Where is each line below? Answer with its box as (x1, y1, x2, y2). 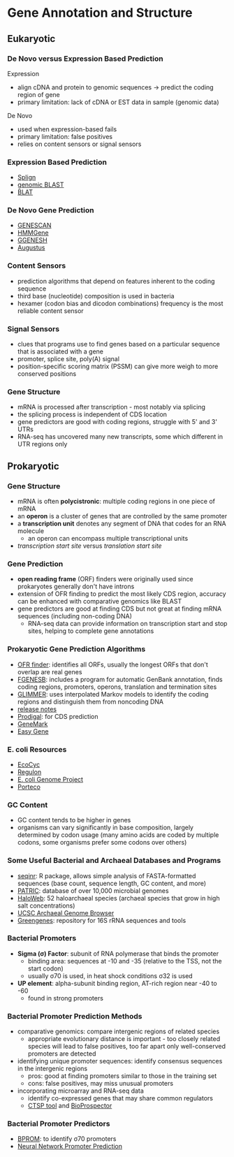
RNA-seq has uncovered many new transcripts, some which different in (17, 432, 224, 441)
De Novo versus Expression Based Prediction (7, 54, 163, 64)
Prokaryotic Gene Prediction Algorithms (7, 644, 146, 654)
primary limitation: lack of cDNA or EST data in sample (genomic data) (17, 98, 219, 106)
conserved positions (17, 370, 77, 378)
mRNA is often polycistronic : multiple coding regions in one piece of (17, 497, 215, 506)
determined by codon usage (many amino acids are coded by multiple (17, 831, 219, 839)
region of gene (17, 90, 61, 99)
